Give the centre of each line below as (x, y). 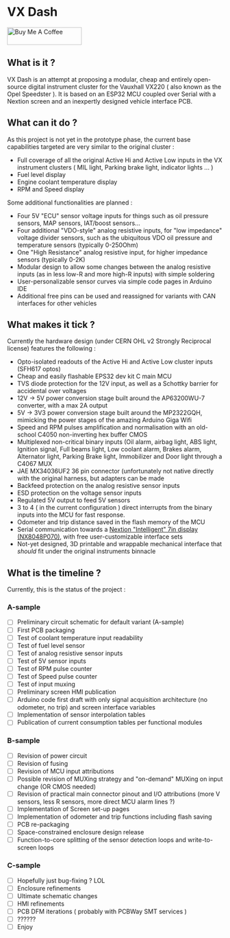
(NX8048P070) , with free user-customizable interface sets (100, 537)
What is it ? (31, 63)
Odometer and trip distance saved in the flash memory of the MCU (111, 522)
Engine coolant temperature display (67, 182)
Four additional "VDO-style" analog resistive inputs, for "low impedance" (119, 230)
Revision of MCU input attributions (65, 771)
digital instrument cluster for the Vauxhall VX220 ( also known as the (125, 86)
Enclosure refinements (49, 888)
